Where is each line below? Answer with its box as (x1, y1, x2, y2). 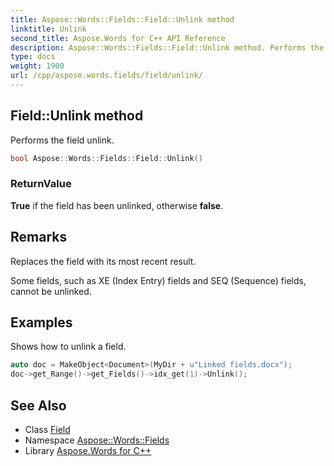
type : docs (10, 52, 56, 62)
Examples (10, 314, 73, 331)
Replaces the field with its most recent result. (10, 255, 197, 267)
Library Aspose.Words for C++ (24, 445, 152, 457)
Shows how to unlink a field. (10, 341, 127, 353)
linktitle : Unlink (10, 24, 87, 34)
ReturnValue (10, 177, 72, 191)
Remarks (10, 229, 68, 246)
